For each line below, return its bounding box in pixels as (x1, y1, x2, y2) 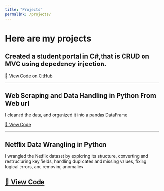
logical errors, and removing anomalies (5, 164, 84, 170)
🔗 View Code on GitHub (5, 73, 53, 79)
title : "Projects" (5, 7, 42, 12)
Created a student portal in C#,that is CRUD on (5, 52, 150, 61)
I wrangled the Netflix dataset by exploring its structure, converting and (5, 153, 149, 159)
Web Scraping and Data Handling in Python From (5, 91, 157, 100)
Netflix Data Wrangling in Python (5, 140, 107, 149)
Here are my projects (5, 33, 92, 44)
